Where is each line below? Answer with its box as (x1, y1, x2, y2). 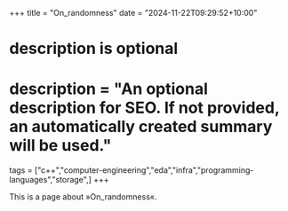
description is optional (9, 39, 179, 59)
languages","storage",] (9, 175, 92, 185)
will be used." (9, 136, 112, 156)
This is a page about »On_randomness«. (9, 191, 157, 202)
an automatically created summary (9, 117, 273, 137)
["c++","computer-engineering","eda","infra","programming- (34, 165, 254, 176)
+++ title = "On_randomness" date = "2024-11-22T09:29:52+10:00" (9, 8, 258, 18)
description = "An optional (9, 79, 209, 99)
